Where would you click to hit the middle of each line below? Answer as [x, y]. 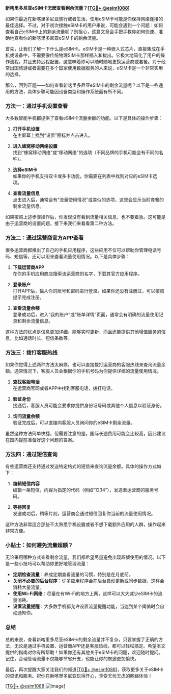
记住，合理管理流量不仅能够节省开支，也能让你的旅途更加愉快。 [72, 658]
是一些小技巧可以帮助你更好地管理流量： [48, 564]
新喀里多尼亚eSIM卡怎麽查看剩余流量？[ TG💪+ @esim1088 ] [67, 8]
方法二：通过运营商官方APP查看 [45, 238]
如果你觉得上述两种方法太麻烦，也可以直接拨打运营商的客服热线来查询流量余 [85, 364]
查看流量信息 [26, 193]
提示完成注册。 [28, 297]
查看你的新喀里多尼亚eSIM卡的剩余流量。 [57, 38]
